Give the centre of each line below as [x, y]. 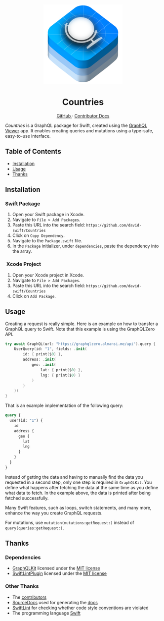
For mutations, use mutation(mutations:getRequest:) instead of [70, 522]
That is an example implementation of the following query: [64, 405]
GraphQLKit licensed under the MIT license [56, 568]
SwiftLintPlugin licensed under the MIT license [60, 573]
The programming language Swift [46, 613]
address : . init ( [40, 360]
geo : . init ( [44, 365]
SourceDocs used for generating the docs [55, 602]
